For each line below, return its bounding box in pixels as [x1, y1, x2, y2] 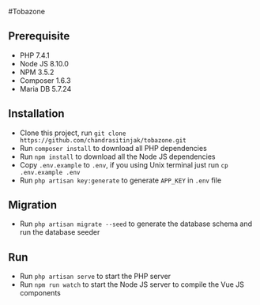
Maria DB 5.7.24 [19, 84, 72, 93]
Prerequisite [8, 29, 70, 43]
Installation [8, 107, 65, 121]
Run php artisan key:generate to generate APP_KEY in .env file [19, 175, 222, 185]
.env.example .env [19, 168, 81, 176]
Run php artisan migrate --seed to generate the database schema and [19, 219, 253, 228]
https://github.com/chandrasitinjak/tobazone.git [19, 136, 187, 145]
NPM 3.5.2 [19, 67, 55, 77]
